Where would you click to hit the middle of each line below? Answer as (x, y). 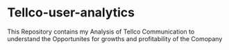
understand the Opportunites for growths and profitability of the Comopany (115, 38)
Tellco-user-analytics (71, 13)
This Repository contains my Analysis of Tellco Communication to (101, 32)
